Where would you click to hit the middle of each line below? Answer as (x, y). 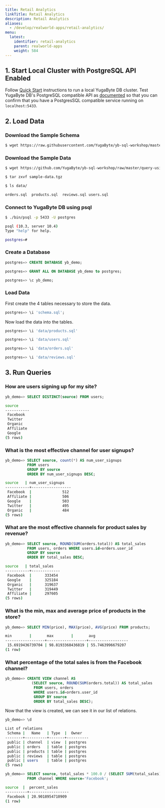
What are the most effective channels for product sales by (76, 527)
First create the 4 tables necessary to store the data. (58, 303)
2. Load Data (25, 121)
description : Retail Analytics (37, 19)
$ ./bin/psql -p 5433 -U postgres (41, 217)
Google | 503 (38, 501)
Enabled (18, 78)
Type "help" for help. (28, 231)
